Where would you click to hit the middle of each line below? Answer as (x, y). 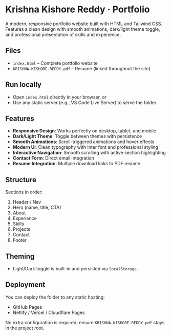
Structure (21, 180)
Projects (22, 229)
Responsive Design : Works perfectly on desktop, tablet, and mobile (84, 131)
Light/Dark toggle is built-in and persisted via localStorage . (75, 269)
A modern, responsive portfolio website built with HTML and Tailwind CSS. (84, 24)
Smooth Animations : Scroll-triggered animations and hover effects (83, 142)
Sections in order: (24, 192)
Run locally (24, 85)
